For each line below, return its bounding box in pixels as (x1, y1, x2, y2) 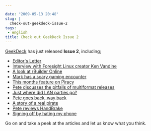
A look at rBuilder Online (12, 68, 63, 74)
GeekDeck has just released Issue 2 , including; (5, 48, 102, 54)
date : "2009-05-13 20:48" (5, 11, 59, 16)
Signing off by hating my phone (12, 111, 77, 117)
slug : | (5, 16, 21, 21)
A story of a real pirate (12, 100, 59, 106)
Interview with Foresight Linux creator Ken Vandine (12, 63, 117, 69)
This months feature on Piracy (12, 79, 75, 85)
